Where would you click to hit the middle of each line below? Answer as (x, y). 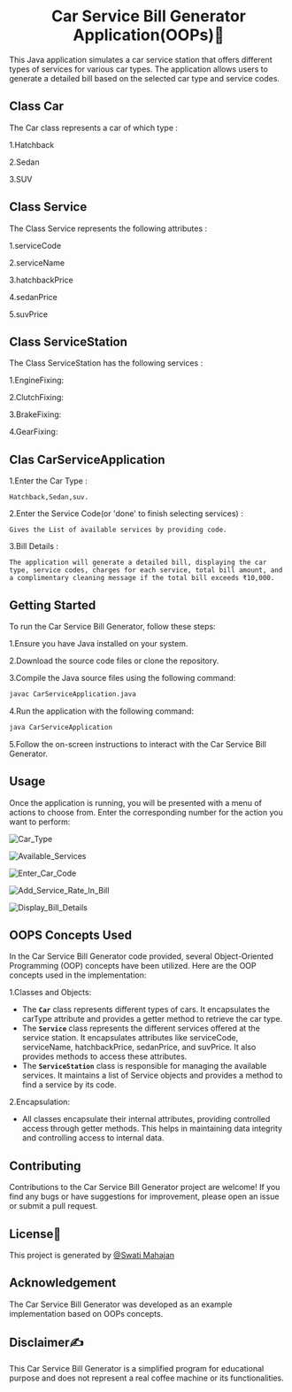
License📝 (35, 1234)
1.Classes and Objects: (50, 993)
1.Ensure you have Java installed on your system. (99, 643)
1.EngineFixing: (37, 380)
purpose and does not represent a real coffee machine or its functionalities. (147, 1378)
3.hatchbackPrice (41, 280)
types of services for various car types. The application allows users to (138, 69)
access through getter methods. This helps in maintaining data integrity (152, 1129)
